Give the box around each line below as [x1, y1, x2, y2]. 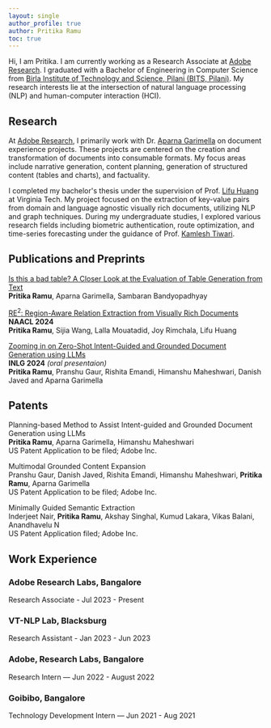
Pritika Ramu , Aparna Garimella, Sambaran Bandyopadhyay [8, 290, 208, 300]
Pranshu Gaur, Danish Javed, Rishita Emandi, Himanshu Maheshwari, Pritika [8, 470, 263, 480]
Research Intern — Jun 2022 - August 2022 [8, 672, 155, 682]
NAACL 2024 [8, 316, 54, 326]
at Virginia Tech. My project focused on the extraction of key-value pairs [8, 195, 250, 205]
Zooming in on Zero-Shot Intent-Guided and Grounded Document [8, 341, 227, 350]
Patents [8, 398, 49, 413]
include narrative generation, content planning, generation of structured [8, 162, 248, 171]
